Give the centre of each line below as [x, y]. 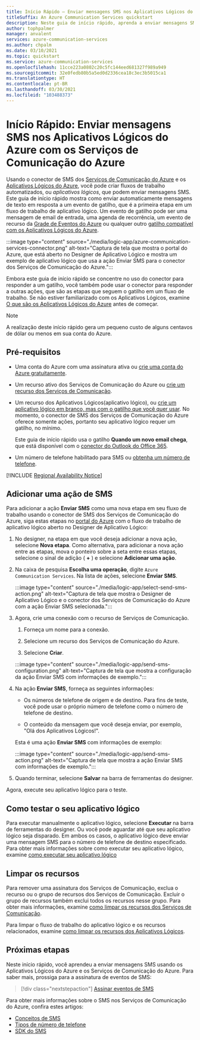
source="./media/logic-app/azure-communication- [129, 241]
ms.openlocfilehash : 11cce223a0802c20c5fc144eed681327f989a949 [86, 67]
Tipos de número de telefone [50, 1024]
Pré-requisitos [34, 352]
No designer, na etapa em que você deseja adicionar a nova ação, [96, 539]
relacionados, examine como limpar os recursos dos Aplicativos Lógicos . [96, 931]
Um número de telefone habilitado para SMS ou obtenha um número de [102, 457]
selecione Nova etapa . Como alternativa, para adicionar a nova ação [99, 545]
